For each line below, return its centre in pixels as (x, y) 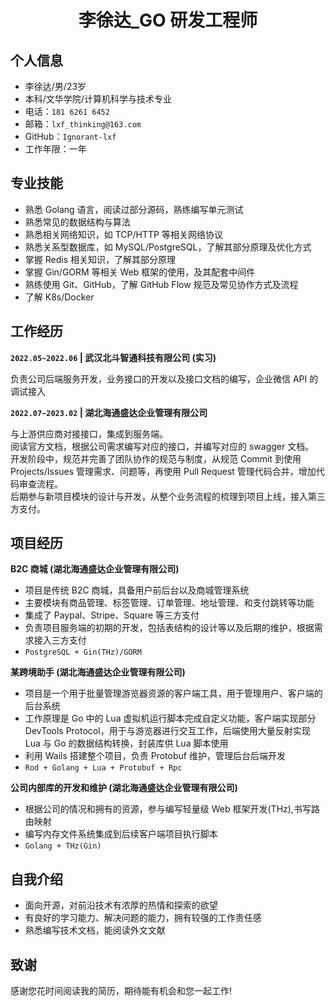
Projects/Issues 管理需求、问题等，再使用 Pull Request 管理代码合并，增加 (163, 471)
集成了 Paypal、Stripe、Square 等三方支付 (112, 615)
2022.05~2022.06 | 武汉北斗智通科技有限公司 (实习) (113, 357)
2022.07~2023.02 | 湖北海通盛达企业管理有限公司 (109, 412)
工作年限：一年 (55, 149)
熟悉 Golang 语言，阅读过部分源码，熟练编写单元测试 (134, 209)
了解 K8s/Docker (59, 297)
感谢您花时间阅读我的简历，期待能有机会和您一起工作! (121, 991)
